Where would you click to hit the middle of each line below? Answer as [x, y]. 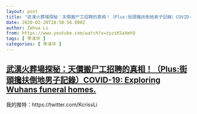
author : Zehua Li [27, 28]
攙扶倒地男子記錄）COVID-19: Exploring [87, 80]
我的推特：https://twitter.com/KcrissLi [52, 104]
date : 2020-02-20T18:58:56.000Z [46, 22]
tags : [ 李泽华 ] [26, 39]
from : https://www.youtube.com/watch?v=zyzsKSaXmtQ [71, 33]
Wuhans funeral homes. [51, 90]
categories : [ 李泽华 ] [34, 44]
